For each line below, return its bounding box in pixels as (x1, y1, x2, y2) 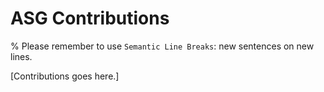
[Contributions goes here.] (10, 70, 120, 82)
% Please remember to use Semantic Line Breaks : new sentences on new (10, 40, 315, 52)
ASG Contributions (10, 7, 170, 30)
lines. (10, 50, 33, 62)
